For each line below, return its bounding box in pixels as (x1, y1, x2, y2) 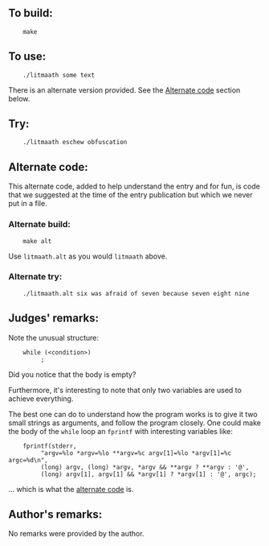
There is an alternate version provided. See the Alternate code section (8, 85, 241, 95)
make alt (22, 237, 52, 245)
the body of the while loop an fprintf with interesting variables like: (8, 426, 233, 436)
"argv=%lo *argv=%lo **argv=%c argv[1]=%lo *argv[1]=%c (40, 449, 231, 457)
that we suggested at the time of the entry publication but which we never (8, 190, 253, 200)
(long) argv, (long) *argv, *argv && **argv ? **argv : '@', (40, 463, 250, 471)
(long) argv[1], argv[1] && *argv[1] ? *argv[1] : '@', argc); (40, 470, 257, 478)
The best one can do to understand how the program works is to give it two (8, 409, 259, 419)
